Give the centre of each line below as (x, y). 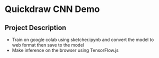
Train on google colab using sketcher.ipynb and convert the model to (83, 39)
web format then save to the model (48, 45)
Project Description (35, 28)
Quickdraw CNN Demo (52, 9)
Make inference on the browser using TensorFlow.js (65, 50)
